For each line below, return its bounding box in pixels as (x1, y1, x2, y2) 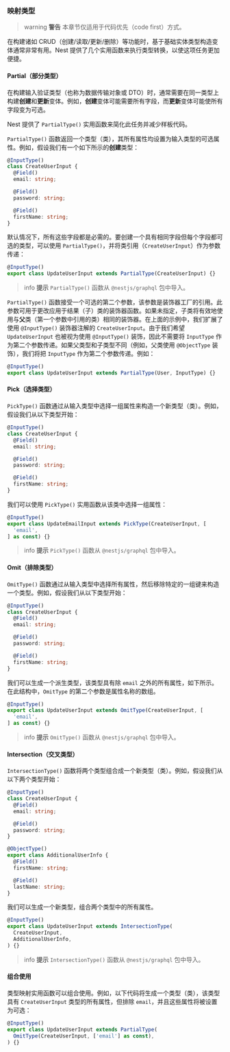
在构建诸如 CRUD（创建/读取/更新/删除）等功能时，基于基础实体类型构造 (7, 38, 212, 46)
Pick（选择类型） (7, 385, 56, 394)
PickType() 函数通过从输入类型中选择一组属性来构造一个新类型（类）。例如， (7, 402, 222, 410)
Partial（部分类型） (7, 71, 62, 80)
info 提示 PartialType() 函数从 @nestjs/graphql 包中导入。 (23, 283, 190, 292)
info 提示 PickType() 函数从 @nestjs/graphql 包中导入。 (23, 547, 180, 555)
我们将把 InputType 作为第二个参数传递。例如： (21, 350, 155, 358)
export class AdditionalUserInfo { (7, 852, 109, 859)
